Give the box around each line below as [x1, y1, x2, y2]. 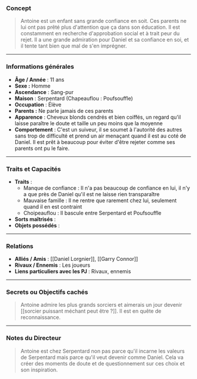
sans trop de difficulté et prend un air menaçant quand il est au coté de [14, 132, 186, 139]
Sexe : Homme [14, 82, 51, 89]
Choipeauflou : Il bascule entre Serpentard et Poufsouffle [23, 209, 162, 216]
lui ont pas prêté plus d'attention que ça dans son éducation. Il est [20, 24, 181, 31]
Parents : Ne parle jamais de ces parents [14, 107, 114, 114]
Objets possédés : [14, 222, 60, 229]
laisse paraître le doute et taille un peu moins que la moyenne [14, 119, 163, 127]
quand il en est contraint [23, 203, 82, 210]
